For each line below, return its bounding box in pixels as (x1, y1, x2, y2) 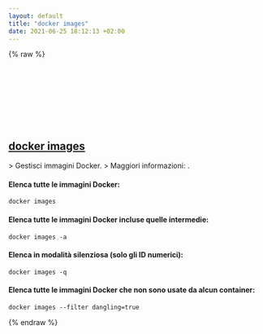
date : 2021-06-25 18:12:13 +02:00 (8, 27, 126, 35)
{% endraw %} (8, 318, 58, 327)
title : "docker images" (8, 20, 89, 28)
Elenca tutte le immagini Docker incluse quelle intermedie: (8, 214, 209, 224)
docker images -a (8, 233, 67, 241)
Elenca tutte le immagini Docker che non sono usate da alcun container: (8, 285, 256, 295)
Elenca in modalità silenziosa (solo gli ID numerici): (8, 250, 184, 260)
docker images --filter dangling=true (8, 303, 140, 311)
